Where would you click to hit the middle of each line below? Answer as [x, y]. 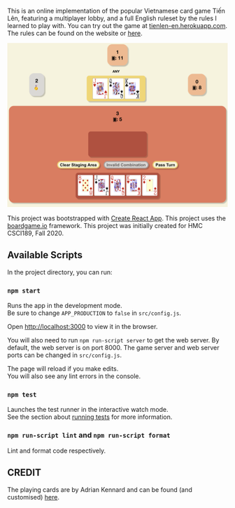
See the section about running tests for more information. [90, 417]
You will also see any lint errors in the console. [74, 376]
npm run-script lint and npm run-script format [89, 435]
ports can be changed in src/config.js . [65, 355]
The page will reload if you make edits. [63, 369]
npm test [22, 395]
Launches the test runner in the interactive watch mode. [88, 410]
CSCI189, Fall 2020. [36, 233]
